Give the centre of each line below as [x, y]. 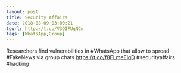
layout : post [22, 12]
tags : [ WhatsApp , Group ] [36, 34]
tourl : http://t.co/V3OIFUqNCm [45, 28]
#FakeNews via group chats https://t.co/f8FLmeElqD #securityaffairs [91, 57]
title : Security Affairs [37, 17]
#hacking [18, 64]
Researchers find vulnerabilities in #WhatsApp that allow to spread [88, 51]
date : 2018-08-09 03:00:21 [40, 23]
